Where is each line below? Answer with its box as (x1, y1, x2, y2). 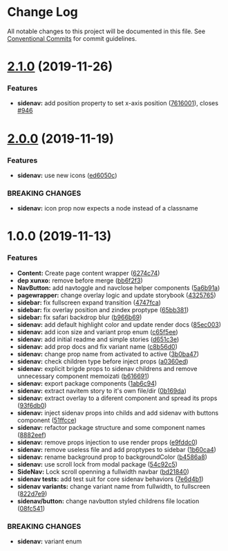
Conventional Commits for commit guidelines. (7, 34, 137, 42)
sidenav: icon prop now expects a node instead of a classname (17, 204, 198, 213)
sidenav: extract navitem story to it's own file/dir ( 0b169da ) (17, 386, 187, 395)
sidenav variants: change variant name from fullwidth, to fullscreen (17, 482, 211, 490)
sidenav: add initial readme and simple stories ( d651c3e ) (17, 335, 180, 343)
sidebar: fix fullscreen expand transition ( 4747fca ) (17, 298, 161, 307)
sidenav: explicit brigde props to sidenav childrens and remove (17, 364, 198, 372)
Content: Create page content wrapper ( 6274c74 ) (17, 269, 160, 277)
